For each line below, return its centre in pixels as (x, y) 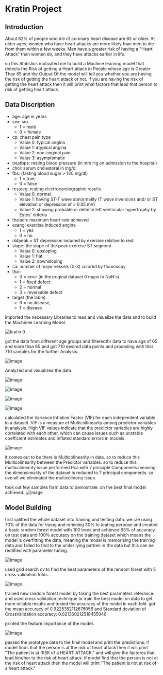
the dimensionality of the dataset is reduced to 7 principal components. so (79, 473)
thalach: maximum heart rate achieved (50, 219)
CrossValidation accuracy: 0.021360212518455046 (56, 614)
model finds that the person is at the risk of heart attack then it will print (76, 647)
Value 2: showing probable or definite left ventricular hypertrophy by (88, 209)
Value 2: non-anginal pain (45, 152)
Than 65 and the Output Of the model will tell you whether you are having (78, 74)
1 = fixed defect (35, 282)
